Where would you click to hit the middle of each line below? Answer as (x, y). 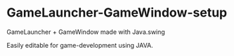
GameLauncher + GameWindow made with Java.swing (86, 32)
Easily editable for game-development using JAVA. (80, 45)
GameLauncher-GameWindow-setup (117, 13)
